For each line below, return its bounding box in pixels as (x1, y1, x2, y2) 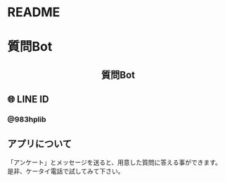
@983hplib (7, 114, 47, 124)
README (7, 4, 60, 20)
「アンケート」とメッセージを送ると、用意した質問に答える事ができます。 (7, 158, 221, 166)
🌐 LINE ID (7, 93, 49, 106)
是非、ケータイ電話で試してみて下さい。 (7, 166, 124, 175)
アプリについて (7, 138, 72, 150)
